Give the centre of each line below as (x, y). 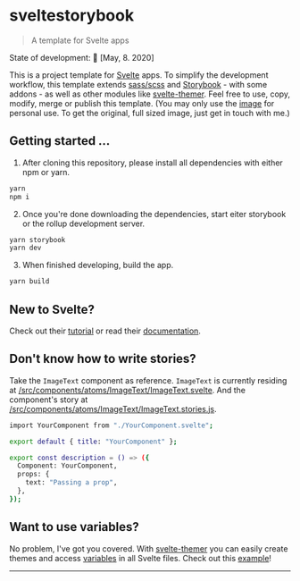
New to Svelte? (52, 309)
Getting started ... (60, 141)
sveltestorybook (72, 16)
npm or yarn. (46, 172)
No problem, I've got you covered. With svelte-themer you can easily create (149, 548)
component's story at (49, 400)
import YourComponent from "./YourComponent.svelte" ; (112, 425)
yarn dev (25, 248)
